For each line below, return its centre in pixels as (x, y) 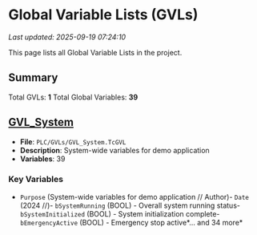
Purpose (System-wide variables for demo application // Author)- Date (135, 197)
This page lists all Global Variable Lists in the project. (95, 52)
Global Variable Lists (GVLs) (103, 15)
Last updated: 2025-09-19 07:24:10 (67, 37)
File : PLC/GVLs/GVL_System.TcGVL (73, 141)
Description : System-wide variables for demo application (114, 150)
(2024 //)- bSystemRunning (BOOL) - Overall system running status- (130, 205)
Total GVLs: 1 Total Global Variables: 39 (73, 97)
